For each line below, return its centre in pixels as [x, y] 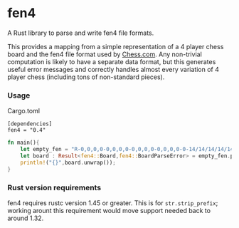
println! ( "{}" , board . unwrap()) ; [68, 162]
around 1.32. [26, 218]
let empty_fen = [44, 150]
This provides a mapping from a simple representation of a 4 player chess [116, 46]
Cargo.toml [24, 111]
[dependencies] [30, 124]
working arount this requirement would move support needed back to [109, 210]
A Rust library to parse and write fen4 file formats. [81, 33]
